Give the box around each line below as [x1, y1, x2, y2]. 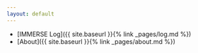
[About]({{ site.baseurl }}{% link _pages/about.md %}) [16, 37, 176, 46]
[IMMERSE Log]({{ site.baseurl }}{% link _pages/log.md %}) [16, 30, 192, 38]
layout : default [6, 10, 54, 18]
